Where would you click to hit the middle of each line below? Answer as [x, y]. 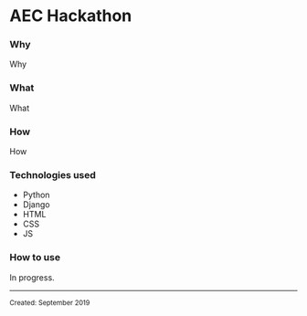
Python [36, 195]
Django [36, 205]
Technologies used [53, 175]
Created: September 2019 [50, 302]
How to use [35, 258]
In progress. [32, 277]
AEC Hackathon [71, 16]
